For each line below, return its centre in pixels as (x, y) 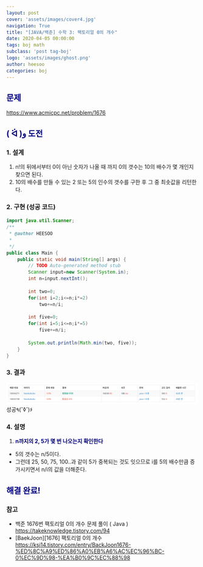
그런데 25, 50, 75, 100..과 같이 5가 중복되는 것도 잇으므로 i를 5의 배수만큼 (102, 462)
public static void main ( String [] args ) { (72, 259)
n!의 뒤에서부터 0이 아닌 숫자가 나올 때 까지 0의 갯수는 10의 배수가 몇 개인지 (104, 167)
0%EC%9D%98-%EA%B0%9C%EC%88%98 (73, 557)
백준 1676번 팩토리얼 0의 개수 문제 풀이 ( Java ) (72, 524)
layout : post (23, 13)
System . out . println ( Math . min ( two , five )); (83, 343)
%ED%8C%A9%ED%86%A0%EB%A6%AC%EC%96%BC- (90, 551)
